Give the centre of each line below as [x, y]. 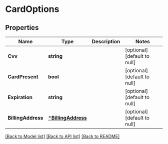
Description [106, 42]
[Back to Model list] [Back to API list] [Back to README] [62, 136]
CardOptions [32, 9]
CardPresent [23, 77]
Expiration [20, 97]
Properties [22, 28]
